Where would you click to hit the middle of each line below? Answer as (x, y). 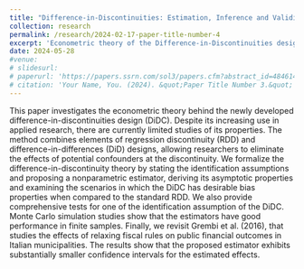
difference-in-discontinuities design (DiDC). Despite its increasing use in (144, 120)
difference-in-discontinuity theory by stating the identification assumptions (149, 168)
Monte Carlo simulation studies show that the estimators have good (135, 216)
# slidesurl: (34, 69)
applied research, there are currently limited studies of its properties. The (146, 130)
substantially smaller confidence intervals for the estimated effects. (135, 255)
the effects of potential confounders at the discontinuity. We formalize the (147, 158)
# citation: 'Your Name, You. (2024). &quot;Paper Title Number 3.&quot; (152, 85)
